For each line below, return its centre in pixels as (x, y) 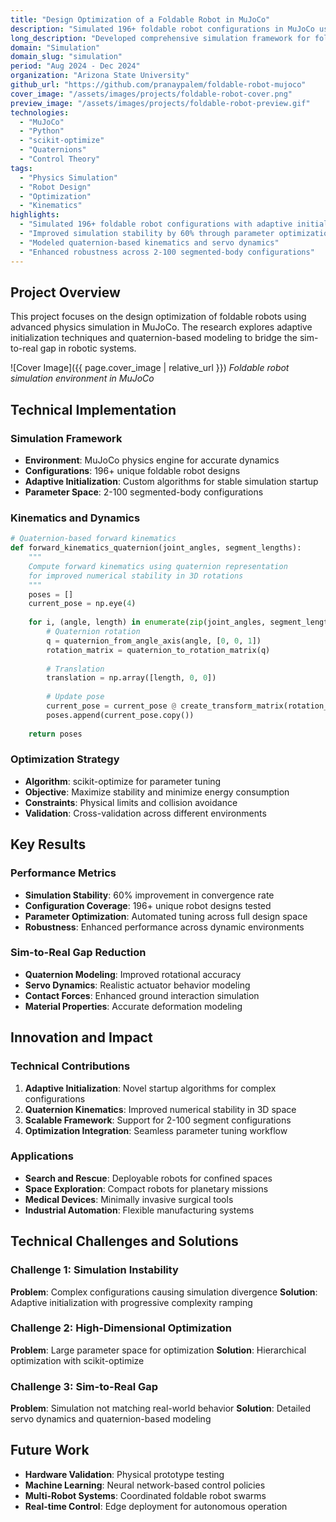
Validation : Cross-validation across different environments (145, 813)
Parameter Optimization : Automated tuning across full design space (166, 916)
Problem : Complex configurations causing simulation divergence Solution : (164, 1292)
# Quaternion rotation (93, 632)
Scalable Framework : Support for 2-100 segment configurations (158, 1120)
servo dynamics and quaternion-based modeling (111, 1419)
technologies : (40, 112)
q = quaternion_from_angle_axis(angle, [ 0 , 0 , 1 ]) (154, 641)
